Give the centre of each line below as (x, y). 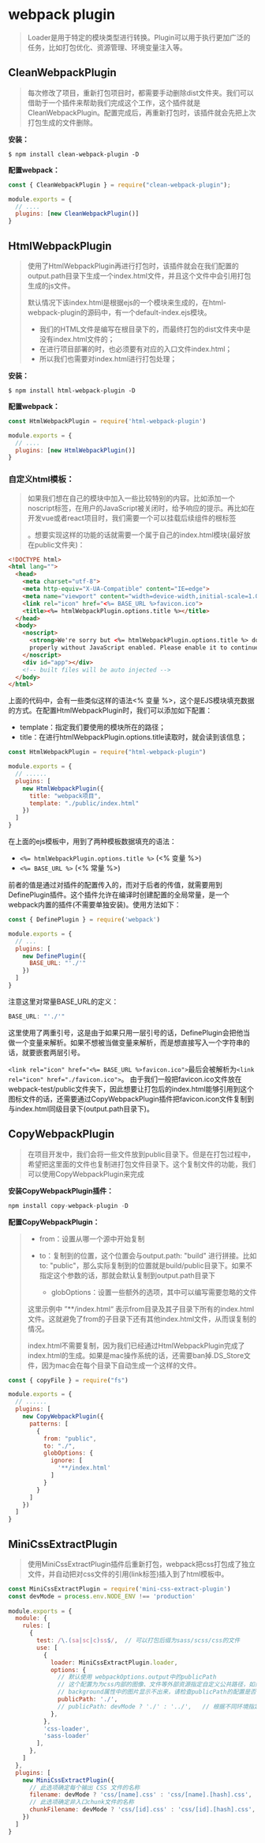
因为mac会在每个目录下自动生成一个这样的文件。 (121, 1365)
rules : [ (37, 1626)
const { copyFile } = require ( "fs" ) (68, 1380)
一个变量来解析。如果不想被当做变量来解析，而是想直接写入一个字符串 (129, 1043)
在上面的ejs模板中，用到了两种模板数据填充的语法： (92, 842)
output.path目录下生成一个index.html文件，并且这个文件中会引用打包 (139, 275)
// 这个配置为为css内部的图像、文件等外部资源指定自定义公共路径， (154, 1685)
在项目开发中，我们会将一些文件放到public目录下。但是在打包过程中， (141, 1154)
